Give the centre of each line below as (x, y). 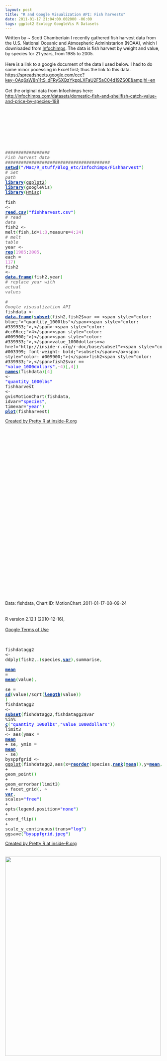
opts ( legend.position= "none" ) (42, 809)
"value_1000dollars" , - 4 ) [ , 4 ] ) (42, 367)
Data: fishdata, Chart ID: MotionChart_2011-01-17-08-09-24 (66, 603)
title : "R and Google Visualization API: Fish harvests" (65, 14)
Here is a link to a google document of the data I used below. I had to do (79, 64)
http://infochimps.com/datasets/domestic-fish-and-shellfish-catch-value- (81, 96)
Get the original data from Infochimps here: (49, 91)
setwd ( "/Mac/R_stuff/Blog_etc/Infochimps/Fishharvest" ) (75, 168)
